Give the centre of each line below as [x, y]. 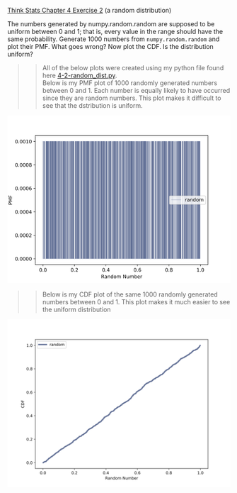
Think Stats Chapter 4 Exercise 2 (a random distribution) [89, 10]
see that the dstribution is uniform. [92, 105]
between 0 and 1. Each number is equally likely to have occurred [136, 90]
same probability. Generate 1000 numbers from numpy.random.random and [114, 39]
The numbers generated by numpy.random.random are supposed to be [111, 24]
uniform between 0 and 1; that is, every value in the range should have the [115, 32]
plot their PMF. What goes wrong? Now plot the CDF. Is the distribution [110, 46]
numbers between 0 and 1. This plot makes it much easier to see [136, 302]
